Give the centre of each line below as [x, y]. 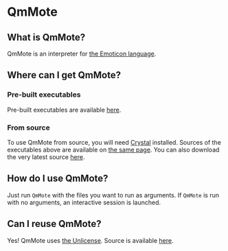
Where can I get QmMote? [64, 75]
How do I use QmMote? [58, 179]
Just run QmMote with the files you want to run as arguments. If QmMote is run [113, 195]
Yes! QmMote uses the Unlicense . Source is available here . [90, 240]
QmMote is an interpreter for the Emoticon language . [82, 53]
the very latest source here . [46, 157]
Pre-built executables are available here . [64, 110]
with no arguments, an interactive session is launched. [84, 202]
